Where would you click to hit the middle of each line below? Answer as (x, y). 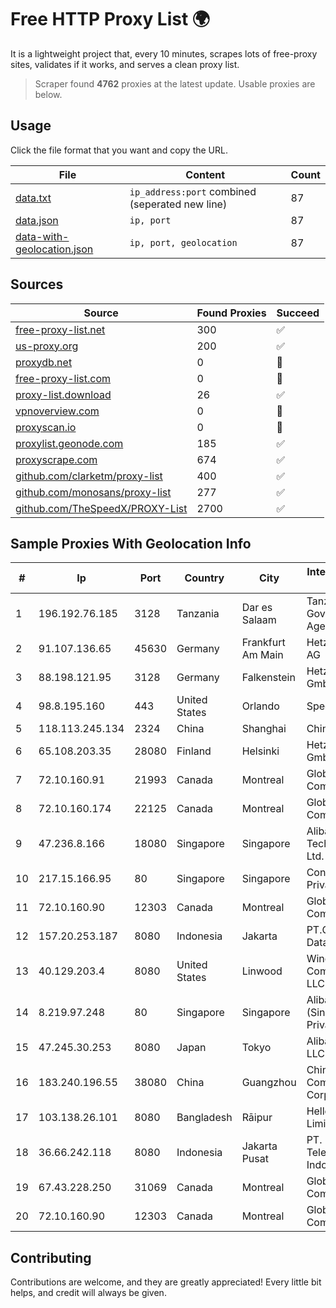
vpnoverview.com (57, 411)
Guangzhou (269, 1083)
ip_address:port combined (193, 191)
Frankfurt (263, 643)
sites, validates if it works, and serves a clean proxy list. (125, 64)
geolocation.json (54, 249)
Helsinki (260, 751)
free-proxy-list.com (63, 378)
